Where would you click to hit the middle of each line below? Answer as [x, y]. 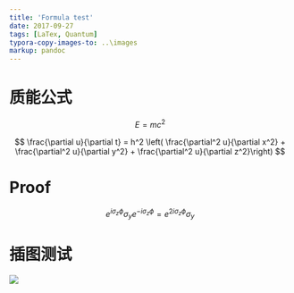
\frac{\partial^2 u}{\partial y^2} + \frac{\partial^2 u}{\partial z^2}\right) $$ [150, 151]
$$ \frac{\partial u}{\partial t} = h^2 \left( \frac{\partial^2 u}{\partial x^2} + [150, 142]
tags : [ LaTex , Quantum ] [54, 34]
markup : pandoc [38, 51]
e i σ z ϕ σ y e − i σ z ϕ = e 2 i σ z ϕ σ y [150, 214]
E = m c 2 [150, 124]
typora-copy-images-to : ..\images [74, 42]
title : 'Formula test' [51, 17]
